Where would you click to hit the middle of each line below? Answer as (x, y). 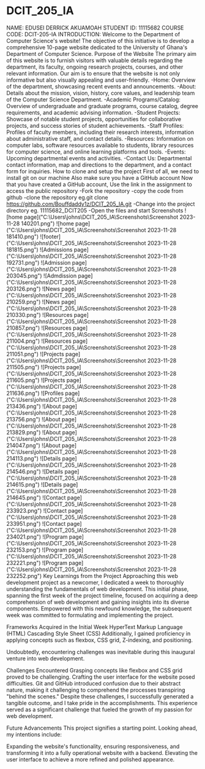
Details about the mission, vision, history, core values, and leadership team (101, 93)
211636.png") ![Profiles (35, 393)
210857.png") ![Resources (39, 328)
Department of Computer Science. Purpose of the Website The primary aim (102, 53)
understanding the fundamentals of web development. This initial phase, (98, 589)
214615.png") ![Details (34, 484)
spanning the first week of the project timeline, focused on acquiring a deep (102, 595)
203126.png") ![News (33, 289)
